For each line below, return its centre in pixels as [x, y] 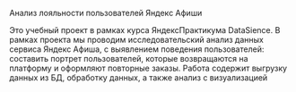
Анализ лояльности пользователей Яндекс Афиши [106, 13]
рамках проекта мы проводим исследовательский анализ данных [137, 40]
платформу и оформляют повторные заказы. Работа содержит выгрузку [148, 68]
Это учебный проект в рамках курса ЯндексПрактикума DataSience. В [145, 30]
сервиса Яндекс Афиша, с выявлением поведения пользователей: [137, 49]
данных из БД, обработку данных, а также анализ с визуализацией [139, 78]
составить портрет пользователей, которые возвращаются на [129, 59]
